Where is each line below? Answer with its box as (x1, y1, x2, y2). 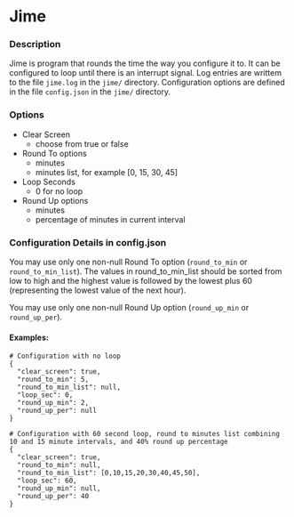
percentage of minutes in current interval (35, 214, 186, 224)
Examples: (9, 332, 49, 343)
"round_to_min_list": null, (17, 383, 122, 392)
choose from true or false (35, 138, 129, 149)
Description (9, 38, 61, 51)
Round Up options (21, 195, 89, 206)
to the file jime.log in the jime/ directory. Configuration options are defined (9, 77, 286, 88)
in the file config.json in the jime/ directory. (9, 86, 171, 97)
